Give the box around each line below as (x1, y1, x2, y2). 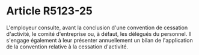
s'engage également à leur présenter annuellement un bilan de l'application (6, 36, 194, 44)
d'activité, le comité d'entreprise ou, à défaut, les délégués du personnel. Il (6, 30, 192, 37)
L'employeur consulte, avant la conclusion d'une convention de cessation (6, 24, 188, 31)
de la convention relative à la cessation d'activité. (6, 43, 128, 50)
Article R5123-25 (6, 4, 93, 18)
